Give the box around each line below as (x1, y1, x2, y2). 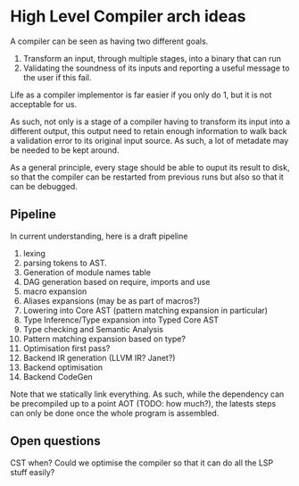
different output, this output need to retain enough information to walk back (10, 125, 287, 136)
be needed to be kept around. (10, 145, 120, 155)
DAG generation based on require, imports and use (22, 276, 211, 287)
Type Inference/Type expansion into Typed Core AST (22, 314, 220, 325)
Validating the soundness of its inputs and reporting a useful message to (22, 63, 290, 73)
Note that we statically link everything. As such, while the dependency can (10, 389, 285, 399)
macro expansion (22, 286, 87, 297)
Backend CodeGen (22, 371, 93, 381)
